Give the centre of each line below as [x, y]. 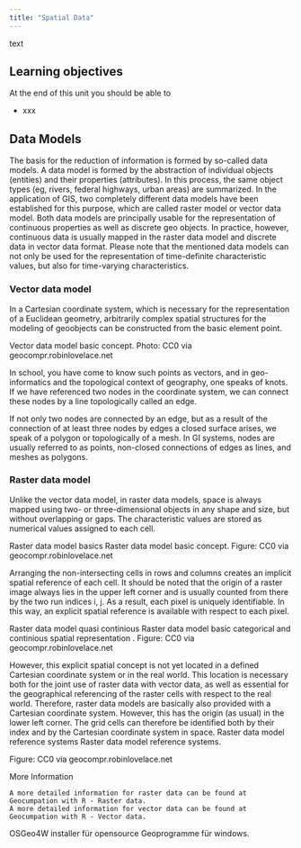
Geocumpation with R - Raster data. [78, 801]
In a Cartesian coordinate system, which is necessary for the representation [150, 309]
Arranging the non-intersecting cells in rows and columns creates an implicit [150, 573]
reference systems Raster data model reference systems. [115, 741]
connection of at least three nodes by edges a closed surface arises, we [143, 428]
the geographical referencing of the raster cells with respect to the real [141, 693]
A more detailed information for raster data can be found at [128, 793]
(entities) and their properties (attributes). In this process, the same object [146, 180]
